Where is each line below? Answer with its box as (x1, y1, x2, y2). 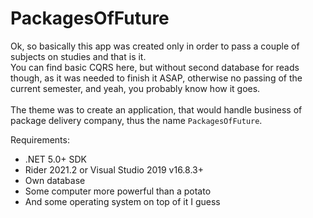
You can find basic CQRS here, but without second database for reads (10, 61, 300, 73)
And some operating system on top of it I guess (24, 195, 221, 207)
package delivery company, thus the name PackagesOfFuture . (10, 114, 263, 126)
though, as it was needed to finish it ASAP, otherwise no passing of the (10, 72, 303, 84)
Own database (24, 174, 86, 186)
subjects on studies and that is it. (10, 50, 147, 62)
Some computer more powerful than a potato (24, 185, 212, 197)
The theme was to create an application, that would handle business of (10, 103, 303, 116)
